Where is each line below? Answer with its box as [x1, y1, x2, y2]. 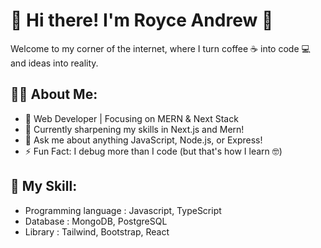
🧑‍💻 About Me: [10, 86, 98, 103]
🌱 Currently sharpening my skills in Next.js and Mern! [24, 123, 245, 135]
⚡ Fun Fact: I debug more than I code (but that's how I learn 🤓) [24, 145, 283, 157]
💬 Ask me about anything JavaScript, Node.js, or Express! [24, 134, 263, 146]
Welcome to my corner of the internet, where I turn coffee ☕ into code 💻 [10, 42, 311, 54]
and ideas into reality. [10, 57, 99, 69]
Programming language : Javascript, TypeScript [24, 204, 222, 216]
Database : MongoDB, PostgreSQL [24, 215, 168, 227]
